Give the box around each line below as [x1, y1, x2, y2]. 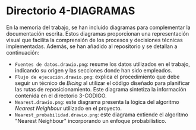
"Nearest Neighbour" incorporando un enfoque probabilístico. [14, 117, 167, 124]
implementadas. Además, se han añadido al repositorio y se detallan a [6, 43, 178, 50]
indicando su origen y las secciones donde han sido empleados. [14, 66, 172, 74]
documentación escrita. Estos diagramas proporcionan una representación [6, 30, 189, 37]
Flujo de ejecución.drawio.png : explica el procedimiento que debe [14, 73, 180, 80]
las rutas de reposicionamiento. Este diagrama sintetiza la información [14, 85, 186, 93]
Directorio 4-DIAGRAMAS [6, 4, 135, 18]
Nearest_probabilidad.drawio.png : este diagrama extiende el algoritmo [14, 111, 188, 118]
